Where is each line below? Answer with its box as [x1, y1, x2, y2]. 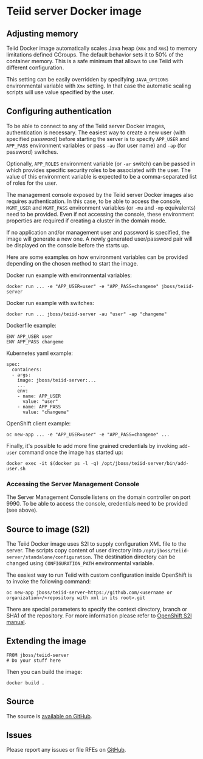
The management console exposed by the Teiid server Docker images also [6, 191, 194, 198]
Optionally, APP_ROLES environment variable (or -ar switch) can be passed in [6, 160, 196, 167]
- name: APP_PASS [17, 404, 61, 410]
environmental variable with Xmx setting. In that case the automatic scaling [6, 82, 191, 89]
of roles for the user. [6, 179, 58, 187]
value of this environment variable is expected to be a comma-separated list [6, 173, 197, 180]
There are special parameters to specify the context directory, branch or [6, 605, 187, 613]
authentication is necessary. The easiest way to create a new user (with [6, 129, 186, 136]
